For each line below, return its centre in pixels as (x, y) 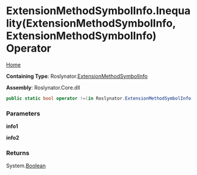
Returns (18, 153)
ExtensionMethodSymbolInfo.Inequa (98, 11)
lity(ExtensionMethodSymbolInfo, (91, 23)
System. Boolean (26, 166)
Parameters (23, 113)
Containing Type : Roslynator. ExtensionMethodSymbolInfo (77, 76)
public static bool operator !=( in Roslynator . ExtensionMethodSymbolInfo (99, 98)
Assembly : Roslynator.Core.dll (43, 87)
